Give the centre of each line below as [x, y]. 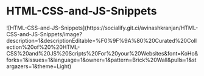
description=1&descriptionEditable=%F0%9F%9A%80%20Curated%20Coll [101, 40]
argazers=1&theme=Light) [39, 66]
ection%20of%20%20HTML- [43, 47]
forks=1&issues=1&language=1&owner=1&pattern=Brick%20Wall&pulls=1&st [101, 60]
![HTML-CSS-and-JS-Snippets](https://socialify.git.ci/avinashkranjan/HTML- [102, 28]
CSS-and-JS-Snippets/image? [44, 34]
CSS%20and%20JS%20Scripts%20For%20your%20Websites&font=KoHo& [102, 53]
